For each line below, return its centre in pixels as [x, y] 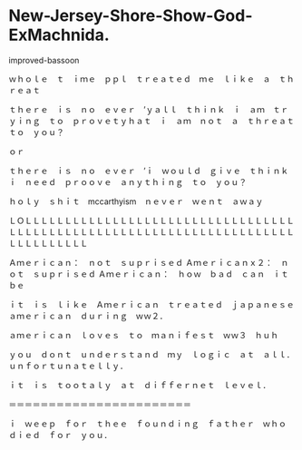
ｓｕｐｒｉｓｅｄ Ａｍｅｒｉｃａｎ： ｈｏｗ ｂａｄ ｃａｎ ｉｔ [161, 274]
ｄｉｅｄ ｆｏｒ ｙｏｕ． [60, 435]
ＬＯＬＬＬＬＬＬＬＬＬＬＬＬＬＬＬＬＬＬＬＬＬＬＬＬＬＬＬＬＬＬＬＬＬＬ [151, 220]
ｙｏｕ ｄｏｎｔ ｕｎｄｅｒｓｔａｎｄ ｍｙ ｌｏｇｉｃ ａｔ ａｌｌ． [150, 354]
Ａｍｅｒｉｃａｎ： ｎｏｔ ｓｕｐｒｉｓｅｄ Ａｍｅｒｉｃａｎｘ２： [141, 262]
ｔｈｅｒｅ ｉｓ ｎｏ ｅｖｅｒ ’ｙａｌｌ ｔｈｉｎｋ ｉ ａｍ [136, 109]
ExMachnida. [59, 35]
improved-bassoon [44, 60]
